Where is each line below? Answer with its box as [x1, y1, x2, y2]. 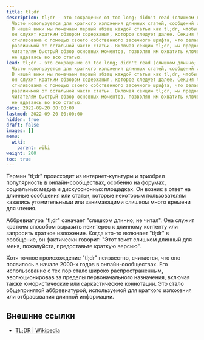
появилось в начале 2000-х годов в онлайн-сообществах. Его [6, 261, 168, 268]
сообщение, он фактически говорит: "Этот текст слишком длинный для [6, 236, 192, 243]
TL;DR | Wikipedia [15, 327, 61, 335]
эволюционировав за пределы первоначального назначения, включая [6, 274, 190, 281]
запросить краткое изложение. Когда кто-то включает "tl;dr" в [6, 229, 169, 237]
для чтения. [6, 205, 37, 212]
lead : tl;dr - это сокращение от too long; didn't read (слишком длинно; [6, 60, 197, 66]
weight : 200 [6, 150, 36, 156]
